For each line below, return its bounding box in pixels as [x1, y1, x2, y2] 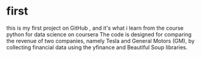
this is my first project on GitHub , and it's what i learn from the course [6, 24, 184, 32]
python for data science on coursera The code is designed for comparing [6, 30, 192, 38]
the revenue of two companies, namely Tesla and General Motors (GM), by [6, 37, 195, 44]
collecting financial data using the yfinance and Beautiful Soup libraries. [6, 44, 188, 51]
